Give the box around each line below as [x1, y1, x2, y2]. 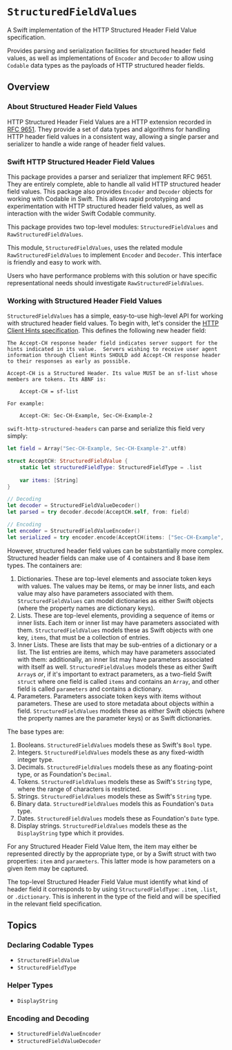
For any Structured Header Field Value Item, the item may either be [7, 842, 197, 850]
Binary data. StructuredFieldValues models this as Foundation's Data [17, 799, 214, 808]
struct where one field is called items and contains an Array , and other [17, 677, 220, 685]
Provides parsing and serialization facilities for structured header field [7, 46, 206, 55]
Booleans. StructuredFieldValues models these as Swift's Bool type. [17, 741, 212, 749]
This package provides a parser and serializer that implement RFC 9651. [7, 172, 212, 181]
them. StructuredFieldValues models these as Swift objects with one [17, 626, 213, 634]
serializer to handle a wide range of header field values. [7, 140, 166, 148]
